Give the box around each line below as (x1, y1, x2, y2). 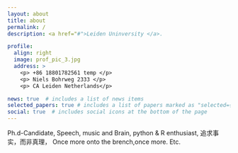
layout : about (7, 10, 50, 18)
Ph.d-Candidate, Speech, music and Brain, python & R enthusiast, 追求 (7, 129, 213, 137)
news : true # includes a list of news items (7, 95, 144, 103)
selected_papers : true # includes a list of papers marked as (7, 102, 195, 109)
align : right (13, 50, 52, 57)
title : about (7, 17, 46, 24)
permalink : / (7, 23, 46, 30)
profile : (7, 43, 33, 50)
